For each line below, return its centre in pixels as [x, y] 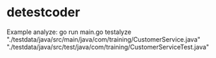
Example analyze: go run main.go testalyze [69, 32]
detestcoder [43, 12]
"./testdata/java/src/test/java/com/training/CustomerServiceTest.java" [108, 47]
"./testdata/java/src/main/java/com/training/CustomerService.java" [103, 39]
